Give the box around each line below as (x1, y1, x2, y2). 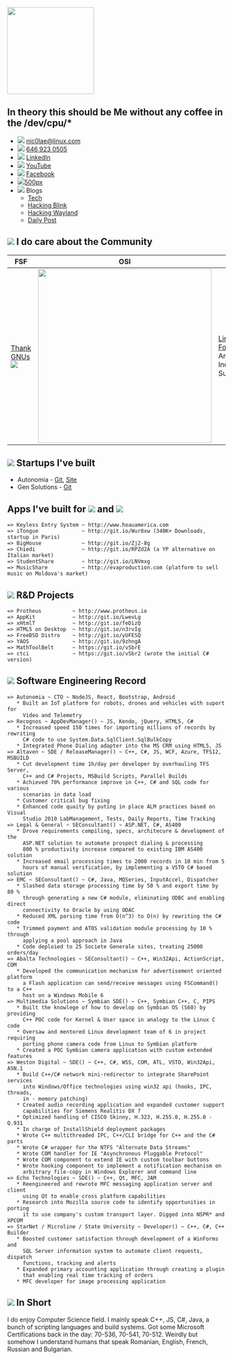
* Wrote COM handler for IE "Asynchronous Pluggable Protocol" (16, 1150, 203, 1157)
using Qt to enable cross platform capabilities (22, 1192, 166, 1199)
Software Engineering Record (16, 675, 146, 687)
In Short (16, 1297, 52, 1309)
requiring (7, 1034, 36, 1041)
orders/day (7, 949, 39, 956)
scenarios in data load (22, 791, 92, 798)
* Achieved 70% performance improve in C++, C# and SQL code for (16, 778, 209, 785)
